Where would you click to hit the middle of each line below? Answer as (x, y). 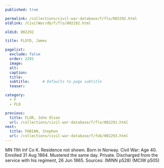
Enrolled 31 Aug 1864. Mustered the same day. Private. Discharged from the (82, 155)
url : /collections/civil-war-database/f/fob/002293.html (69, 136)
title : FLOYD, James (26, 41)
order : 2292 (22, 59)
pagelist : (15, 50)
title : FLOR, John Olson (35, 118)
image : (16, 63)
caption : (18, 72)
